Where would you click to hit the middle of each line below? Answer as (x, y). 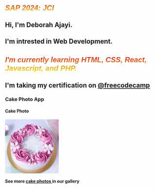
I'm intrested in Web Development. (59, 42)
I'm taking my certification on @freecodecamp (77, 85)
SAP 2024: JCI (30, 8)
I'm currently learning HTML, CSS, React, (76, 60)
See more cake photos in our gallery (42, 181)
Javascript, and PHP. (41, 68)
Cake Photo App (25, 99)
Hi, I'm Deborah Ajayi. (39, 25)
